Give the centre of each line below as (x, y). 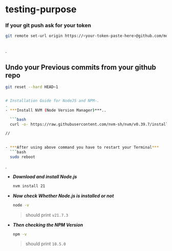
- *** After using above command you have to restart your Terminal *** (82, 147)
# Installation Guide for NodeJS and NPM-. (52, 101)
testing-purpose (41, 9)
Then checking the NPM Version (48, 225)
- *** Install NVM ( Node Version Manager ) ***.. (56, 110)
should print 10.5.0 (46, 244)
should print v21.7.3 (47, 215)
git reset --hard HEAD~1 (32, 87)
